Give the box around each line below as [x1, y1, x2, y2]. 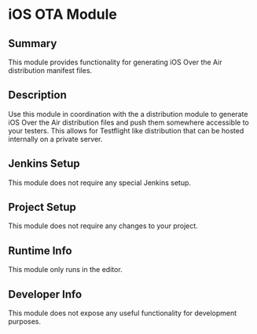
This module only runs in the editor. [8, 265, 123, 274]
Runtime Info [8, 244, 72, 257]
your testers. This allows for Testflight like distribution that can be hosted [8, 125, 244, 135]
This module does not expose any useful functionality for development [8, 308, 237, 318]
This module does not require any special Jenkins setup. [8, 178, 191, 187]
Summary [8, 37, 57, 50]
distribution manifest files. [8, 66, 93, 75]
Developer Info [8, 288, 83, 301]
